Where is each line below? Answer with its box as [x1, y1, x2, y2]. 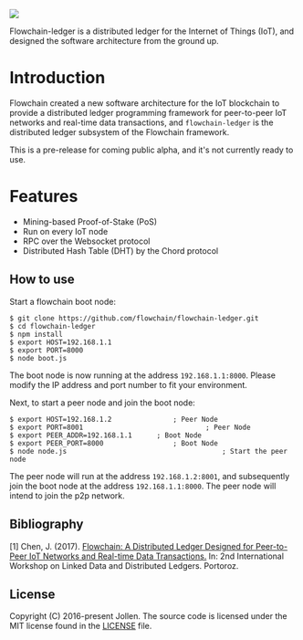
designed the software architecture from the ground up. [9, 36, 219, 46]
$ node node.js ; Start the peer [9, 446, 287, 456]
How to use [9, 272, 75, 288]
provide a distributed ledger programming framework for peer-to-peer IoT [9, 107, 287, 118]
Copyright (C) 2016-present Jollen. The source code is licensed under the [9, 611, 287, 622]
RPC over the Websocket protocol [22, 236, 151, 247]
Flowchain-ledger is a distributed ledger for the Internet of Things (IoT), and [9, 26, 295, 37]
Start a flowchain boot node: [9, 296, 117, 307]
